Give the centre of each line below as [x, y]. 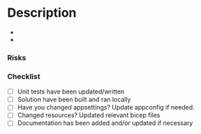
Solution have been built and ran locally [74, 100]
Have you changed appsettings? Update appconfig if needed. [106, 107]
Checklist [24, 76]
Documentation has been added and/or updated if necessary [105, 123]
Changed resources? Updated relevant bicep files [89, 115]
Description [42, 13]
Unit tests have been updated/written [71, 91]
